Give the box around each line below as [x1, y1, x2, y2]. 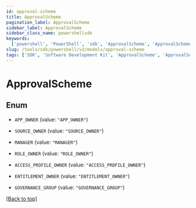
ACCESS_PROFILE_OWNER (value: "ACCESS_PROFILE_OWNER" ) [14, 161, 146, 168]
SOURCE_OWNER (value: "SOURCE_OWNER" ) [14, 127, 104, 134]
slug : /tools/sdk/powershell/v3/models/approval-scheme [6, 47, 145, 53]
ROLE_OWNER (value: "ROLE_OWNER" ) [14, 150, 93, 157]
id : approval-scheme [6, 8, 57, 15]
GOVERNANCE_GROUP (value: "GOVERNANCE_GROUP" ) [14, 183, 125, 190]
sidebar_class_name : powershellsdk [6, 30, 93, 36]
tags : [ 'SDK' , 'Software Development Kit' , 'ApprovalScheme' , [6, 52, 160, 58]
